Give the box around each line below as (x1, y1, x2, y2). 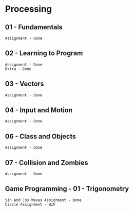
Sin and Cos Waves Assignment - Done (5, 197, 82, 203)
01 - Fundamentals (5, 23, 63, 31)
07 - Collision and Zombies (5, 158, 89, 167)
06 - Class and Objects (5, 132, 77, 141)
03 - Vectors (5, 80, 44, 88)
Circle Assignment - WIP (5, 202, 56, 207)
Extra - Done (5, 66, 32, 71)
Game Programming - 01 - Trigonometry (5, 185, 129, 193)
